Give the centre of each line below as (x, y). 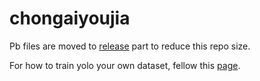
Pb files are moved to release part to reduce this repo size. (130, 46)
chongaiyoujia (70, 18)
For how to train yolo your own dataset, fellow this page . (125, 65)
